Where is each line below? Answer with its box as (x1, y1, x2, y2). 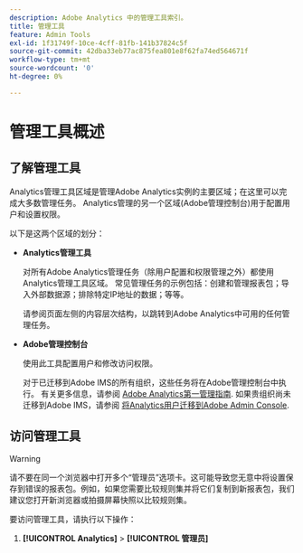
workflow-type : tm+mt (9, 55, 91, 64)
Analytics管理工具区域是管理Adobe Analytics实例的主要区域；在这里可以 (9, 186, 279, 197)
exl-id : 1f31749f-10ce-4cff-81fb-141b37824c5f (9, 38, 188, 48)
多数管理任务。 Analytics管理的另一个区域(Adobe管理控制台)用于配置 (24, 197, 283, 208)
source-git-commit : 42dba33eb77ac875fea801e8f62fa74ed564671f (9, 47, 249, 56)
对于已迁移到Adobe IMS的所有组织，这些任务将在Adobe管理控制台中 (22, 377, 279, 388)
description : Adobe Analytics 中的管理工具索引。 (9, 13, 188, 23)
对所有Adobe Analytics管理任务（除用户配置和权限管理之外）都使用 (22, 266, 274, 276)
